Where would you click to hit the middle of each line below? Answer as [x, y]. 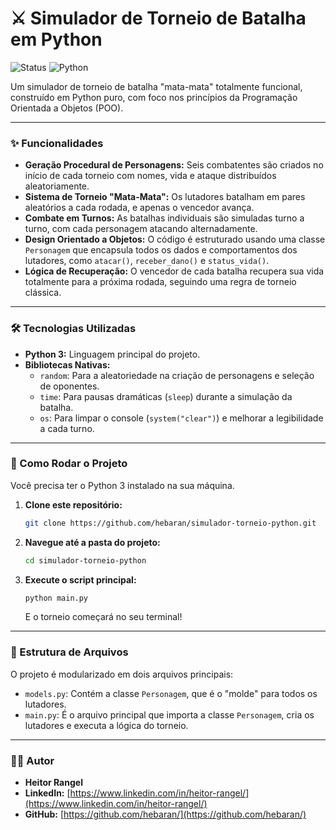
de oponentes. [69, 386]
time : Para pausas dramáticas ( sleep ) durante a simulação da [166, 396]
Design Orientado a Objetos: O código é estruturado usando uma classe [175, 239]
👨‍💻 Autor [32, 760]
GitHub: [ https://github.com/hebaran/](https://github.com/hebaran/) [165, 814]
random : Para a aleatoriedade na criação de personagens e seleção [177, 375]
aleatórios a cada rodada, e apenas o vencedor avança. [139, 208]
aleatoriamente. [57, 186]
